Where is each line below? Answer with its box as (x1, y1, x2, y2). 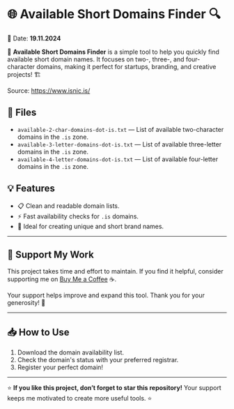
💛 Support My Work (7, 248, 94, 260)
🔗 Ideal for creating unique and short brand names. (17, 222, 164, 230)
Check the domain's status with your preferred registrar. (17, 356, 179, 364)
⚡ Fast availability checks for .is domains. (17, 211, 139, 221)
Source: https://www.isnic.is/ (7, 86, 91, 95)
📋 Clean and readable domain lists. (17, 201, 120, 210)
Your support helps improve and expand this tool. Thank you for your (7, 291, 205, 299)
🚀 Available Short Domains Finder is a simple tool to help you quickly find (7, 47, 219, 56)
